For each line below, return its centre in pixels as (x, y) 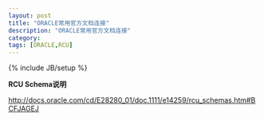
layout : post (30, 16)
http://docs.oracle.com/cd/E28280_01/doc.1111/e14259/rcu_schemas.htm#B (132, 100)
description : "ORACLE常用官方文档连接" (70, 30)
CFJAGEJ (24, 109)
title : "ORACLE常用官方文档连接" (59, 23)
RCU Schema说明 (37, 84)
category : (25, 38)
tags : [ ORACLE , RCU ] (41, 45)
